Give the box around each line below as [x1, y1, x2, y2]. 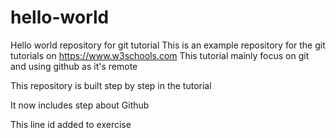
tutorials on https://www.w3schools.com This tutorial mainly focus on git [10, 49, 310, 61]
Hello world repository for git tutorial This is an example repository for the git [10, 39, 326, 51]
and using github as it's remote [10, 60, 138, 72]
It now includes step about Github [10, 99, 150, 111]
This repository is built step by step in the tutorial [10, 79, 212, 91]
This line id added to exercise [10, 118, 132, 130]
